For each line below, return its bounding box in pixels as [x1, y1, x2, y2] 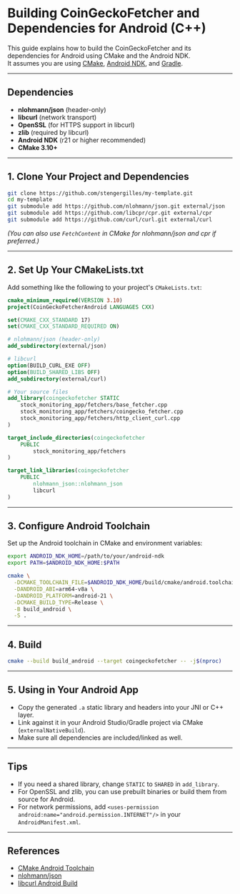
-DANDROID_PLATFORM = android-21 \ [14, 592, 114, 599]
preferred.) [7, 236, 39, 245]
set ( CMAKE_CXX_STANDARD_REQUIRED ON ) [7, 323, 120, 330]
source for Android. [17, 795, 76, 803]
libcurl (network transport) [17, 113, 97, 121]
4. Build [7, 638, 42, 651]
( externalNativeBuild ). [17, 725, 86, 734]
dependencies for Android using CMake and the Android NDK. [7, 51, 191, 60]
